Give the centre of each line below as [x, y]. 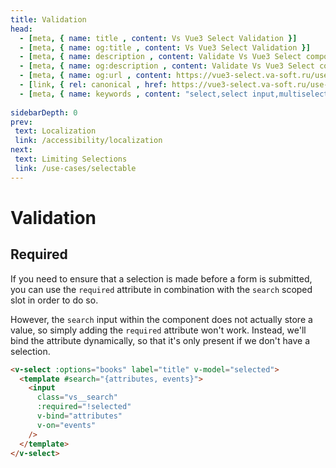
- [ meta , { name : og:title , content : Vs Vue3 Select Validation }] [165, 47]
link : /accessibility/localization [88, 141]
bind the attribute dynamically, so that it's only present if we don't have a [160, 340]
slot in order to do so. [54, 300]
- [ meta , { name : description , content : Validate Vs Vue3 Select [160, 57]
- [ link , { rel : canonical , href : [93, 85]
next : [21, 150]
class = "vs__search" [77, 397]
